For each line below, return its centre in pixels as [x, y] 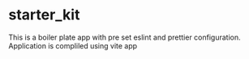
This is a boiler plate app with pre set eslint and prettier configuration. [124, 37]
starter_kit [44, 15]
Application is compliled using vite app [73, 45]
